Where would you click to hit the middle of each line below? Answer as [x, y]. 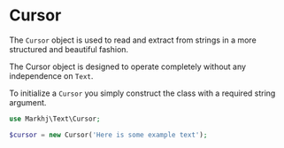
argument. [28, 102]
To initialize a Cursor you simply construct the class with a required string [142, 93]
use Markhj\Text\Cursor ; [55, 119]
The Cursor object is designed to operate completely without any [127, 66]
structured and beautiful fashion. [69, 49]
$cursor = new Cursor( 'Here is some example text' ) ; [108, 135]
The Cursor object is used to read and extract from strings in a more [133, 40]
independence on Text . [51, 75]
